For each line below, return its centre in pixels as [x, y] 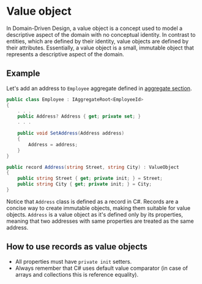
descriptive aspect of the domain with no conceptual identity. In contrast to [101, 34]
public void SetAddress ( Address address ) [71, 133]
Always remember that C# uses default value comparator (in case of [101, 268]
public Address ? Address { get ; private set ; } [79, 117]
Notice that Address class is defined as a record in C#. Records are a [92, 201]
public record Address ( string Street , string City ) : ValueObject [93, 167]
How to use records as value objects [77, 247]
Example [23, 74]
